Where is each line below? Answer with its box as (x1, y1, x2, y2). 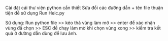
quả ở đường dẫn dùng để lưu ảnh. (5, 30, 78, 36)
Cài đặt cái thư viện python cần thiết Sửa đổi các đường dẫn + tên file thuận (5, 5, 163, 10)
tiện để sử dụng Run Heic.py (5, 10, 65, 16)
